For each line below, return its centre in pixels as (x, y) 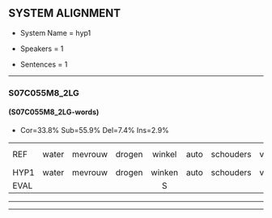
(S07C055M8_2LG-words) (54, 112)
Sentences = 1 (44, 64)
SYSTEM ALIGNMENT (65, 13)
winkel (165, 154)
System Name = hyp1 (55, 32)
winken (165, 172)
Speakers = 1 (42, 49)
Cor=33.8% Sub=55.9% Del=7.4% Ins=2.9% (95, 130)
